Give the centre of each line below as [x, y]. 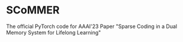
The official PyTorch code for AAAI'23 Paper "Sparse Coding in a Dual [92, 26]
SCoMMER [33, 10]
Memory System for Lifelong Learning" [54, 32]
